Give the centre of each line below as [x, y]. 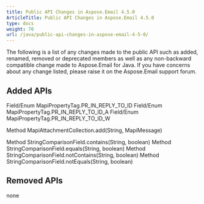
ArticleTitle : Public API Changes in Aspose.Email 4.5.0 [80, 18]
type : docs [20, 23]
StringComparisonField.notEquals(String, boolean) [70, 161]
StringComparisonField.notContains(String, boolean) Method [83, 155]
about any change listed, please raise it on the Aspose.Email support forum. [101, 71]
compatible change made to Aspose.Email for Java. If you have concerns [98, 65]
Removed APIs [35, 181]
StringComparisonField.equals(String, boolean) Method [76, 148]
